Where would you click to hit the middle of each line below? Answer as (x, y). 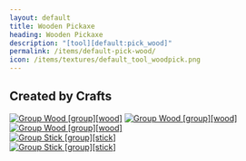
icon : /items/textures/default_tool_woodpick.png (105, 60)
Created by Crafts (60, 96)
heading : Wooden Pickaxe (56, 34)
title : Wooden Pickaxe (52, 26)
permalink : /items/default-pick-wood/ (83, 52)
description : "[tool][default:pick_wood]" (91, 43)
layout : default (40, 18)
